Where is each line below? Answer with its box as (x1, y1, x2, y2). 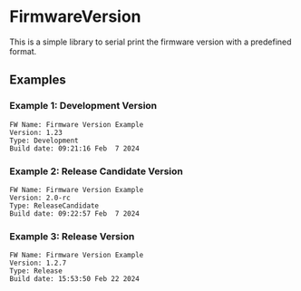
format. (9, 45, 37, 56)
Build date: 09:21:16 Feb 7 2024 (9, 143, 141, 153)
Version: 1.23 (9, 128, 63, 137)
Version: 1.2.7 (9, 258, 67, 268)
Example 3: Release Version (9, 229, 135, 242)
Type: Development (9, 136, 79, 145)
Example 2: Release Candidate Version (9, 165, 183, 178)
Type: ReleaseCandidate (9, 201, 100, 210)
